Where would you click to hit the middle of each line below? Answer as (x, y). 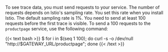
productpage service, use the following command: (57, 29)
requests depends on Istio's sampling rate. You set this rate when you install (84, 13)
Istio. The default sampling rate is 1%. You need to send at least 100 (75, 18)
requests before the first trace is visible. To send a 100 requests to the (78, 23)
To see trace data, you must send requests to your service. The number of (82, 7)
